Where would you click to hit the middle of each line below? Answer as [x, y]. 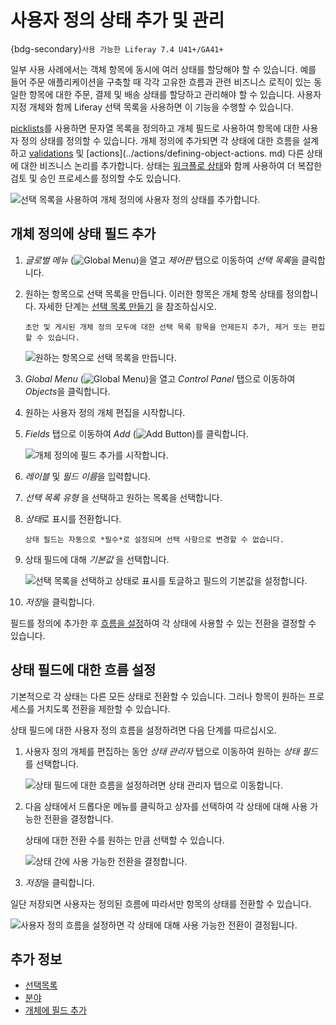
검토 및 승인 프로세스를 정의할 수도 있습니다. [96, 178]
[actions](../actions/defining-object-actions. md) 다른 [195, 153]
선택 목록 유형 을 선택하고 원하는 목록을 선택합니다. [123, 497]
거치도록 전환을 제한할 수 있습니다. [103, 708]
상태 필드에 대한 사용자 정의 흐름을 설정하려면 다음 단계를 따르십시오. [143, 730]
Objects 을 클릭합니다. [67, 391]
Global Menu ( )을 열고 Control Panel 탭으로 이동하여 [160, 378]
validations [51, 153]
